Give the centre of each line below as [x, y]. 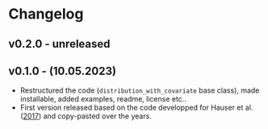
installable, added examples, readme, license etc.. [103, 99]
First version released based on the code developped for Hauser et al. [136, 108]
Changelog [46, 14]
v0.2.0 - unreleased [59, 44]
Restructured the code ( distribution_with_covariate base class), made [140, 90]
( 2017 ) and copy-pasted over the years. [86, 116]
